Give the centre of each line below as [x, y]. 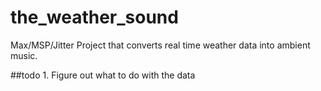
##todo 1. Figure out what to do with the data [103, 75]
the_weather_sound [94, 17]
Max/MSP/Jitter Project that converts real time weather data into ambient [160, 45]
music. [24, 55]
